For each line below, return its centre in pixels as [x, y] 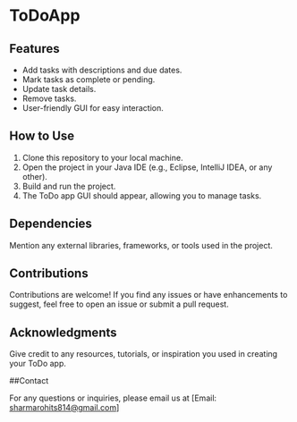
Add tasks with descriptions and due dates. [102, 70]
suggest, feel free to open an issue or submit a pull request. [119, 304]
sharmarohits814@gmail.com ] [64, 408]
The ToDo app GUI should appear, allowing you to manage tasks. [142, 195]
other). [34, 176]
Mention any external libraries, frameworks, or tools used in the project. [141, 245]
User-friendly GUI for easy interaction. [93, 108]
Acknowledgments [64, 332]
